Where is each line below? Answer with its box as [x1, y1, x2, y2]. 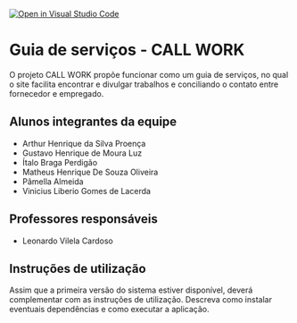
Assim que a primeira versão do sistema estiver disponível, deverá [9, 285, 253, 295]
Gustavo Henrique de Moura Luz [21, 148, 143, 158]
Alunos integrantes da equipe [9, 115, 177, 130]
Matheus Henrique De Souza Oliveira [21, 166, 159, 177]
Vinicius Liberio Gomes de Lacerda [21, 185, 152, 196]
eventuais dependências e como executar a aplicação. [9, 304, 210, 315]
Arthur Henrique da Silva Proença [21, 138, 146, 149]
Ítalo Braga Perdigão [21, 157, 98, 167]
